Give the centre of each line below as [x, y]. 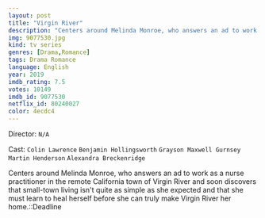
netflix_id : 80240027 [44, 104]
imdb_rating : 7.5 [37, 82]
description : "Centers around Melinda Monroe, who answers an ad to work [133, 30]
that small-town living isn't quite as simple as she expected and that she [126, 190]
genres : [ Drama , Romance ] [49, 52]
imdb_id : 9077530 [37, 97]
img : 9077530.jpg [37, 38]
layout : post [30, 15]
